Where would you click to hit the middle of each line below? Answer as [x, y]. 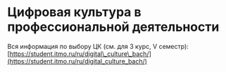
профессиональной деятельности [113, 27]
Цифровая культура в [75, 12]
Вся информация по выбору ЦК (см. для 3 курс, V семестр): [98, 46]
